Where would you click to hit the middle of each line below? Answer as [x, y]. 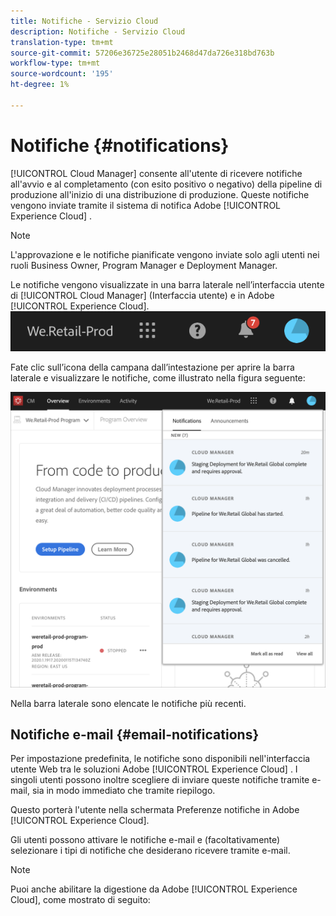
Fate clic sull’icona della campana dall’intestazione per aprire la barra [152, 367]
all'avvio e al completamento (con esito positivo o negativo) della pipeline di [166, 184]
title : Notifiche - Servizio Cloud [84, 21]
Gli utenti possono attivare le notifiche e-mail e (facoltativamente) [145, 840]
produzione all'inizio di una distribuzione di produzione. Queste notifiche [160, 194]
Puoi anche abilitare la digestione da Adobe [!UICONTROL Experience [154, 889]
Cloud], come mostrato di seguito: [80, 900]
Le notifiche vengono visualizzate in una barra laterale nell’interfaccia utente [167, 284]
